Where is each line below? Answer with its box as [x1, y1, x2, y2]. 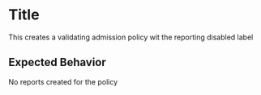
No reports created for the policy [8, 76, 118, 86]
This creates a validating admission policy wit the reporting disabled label [8, 32, 254, 42]
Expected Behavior [8, 56, 107, 69]
